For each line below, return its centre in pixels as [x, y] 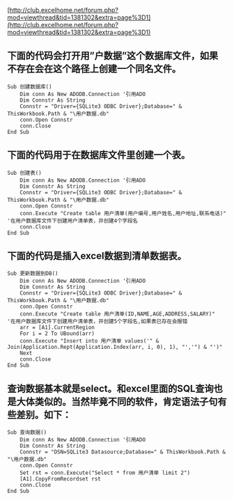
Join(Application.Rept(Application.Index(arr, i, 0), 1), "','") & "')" [115, 347]
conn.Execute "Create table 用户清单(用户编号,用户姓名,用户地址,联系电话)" [123, 213]
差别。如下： [44, 415]
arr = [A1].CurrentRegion [57, 328]
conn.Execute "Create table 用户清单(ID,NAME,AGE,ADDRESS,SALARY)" [118, 314]
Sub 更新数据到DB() [33, 274]
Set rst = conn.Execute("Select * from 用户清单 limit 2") [105, 473]
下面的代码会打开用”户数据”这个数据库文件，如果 [113, 56]
